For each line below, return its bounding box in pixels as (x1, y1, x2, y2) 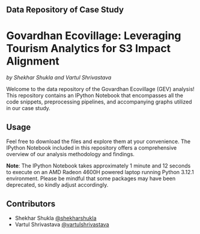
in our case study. (6, 105, 51, 112)
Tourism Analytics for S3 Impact (6, 41, 171, 55)
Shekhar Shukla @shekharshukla (14, 214, 97, 221)
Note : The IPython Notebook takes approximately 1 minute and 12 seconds (6, 162, 191, 169)
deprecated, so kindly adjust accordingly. (6, 181, 109, 189)
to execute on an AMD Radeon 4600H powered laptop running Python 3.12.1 (6, 169, 194, 176)
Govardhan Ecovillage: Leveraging (6, 29, 181, 42)
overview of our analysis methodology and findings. (6, 151, 135, 158)
